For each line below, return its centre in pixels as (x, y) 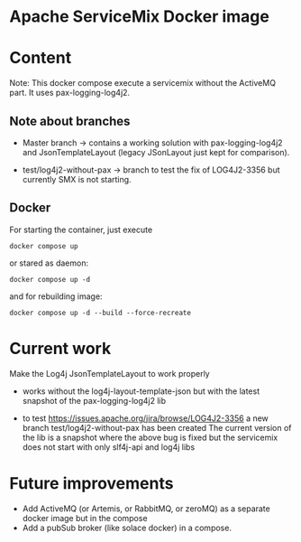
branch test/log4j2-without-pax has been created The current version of (157, 427)
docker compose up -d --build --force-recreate (100, 313)
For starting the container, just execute (81, 229)
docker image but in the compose (85, 518)
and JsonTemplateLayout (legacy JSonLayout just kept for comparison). (156, 152)
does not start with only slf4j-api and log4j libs (109, 447)
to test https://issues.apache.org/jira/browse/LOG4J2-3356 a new (145, 418)
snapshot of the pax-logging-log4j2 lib (94, 400)
